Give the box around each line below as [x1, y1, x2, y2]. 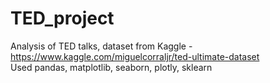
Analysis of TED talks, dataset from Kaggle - [10, 40, 193, 52]
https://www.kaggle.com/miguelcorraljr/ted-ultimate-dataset [10, 50, 260, 62]
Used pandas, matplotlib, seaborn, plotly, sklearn [10, 61, 213, 73]
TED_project [10, 7, 115, 30]
